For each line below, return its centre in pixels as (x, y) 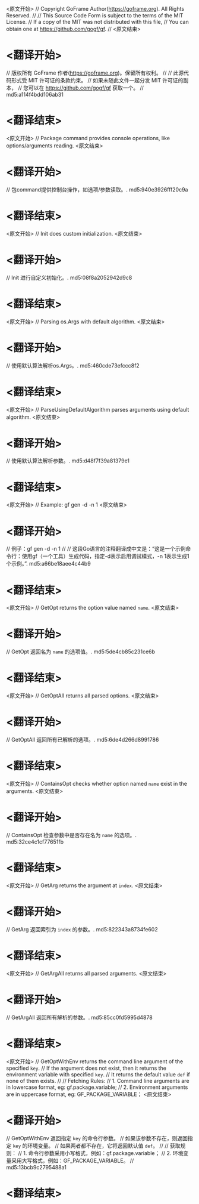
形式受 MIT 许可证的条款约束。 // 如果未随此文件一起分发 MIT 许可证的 (97, 80)
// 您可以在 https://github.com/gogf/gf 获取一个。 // (80, 88)
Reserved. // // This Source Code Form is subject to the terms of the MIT (95, 16)
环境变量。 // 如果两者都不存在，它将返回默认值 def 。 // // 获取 (104, 1146)
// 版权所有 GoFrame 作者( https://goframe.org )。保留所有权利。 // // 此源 (95, 73)
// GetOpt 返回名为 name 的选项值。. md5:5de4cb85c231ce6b (81, 652)
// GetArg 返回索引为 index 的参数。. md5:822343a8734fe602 (82, 929)
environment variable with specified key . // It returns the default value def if (98, 1074)
